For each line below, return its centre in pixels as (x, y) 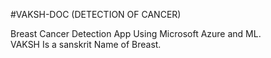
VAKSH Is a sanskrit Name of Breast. (86, 44)
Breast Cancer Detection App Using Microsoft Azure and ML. (136, 33)
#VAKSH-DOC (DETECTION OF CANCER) (96, 14)
